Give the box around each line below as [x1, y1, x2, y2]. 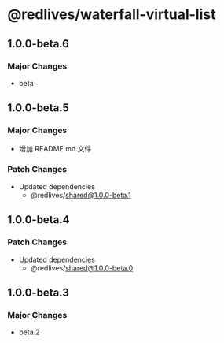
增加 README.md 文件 [18, 144, 92, 153]
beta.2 [18, 327, 40, 337]
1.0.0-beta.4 [7, 213, 70, 226]
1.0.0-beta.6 [7, 37, 70, 50]
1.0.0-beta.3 [7, 285, 70, 299]
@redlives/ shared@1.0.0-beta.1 [30, 190, 131, 199]
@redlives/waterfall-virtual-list [7, 6, 216, 24]
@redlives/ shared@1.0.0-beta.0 [30, 263, 134, 273]
